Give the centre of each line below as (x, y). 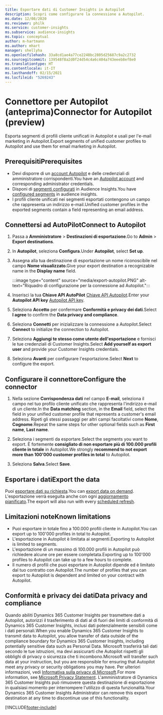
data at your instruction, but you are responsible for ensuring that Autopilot (80, 661)
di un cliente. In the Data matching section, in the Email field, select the (83, 409)
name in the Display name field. (44, 271)
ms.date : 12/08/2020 (26, 19)
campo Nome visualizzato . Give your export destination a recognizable (83, 266)
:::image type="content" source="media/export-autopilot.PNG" (75, 280)
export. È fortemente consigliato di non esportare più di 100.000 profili (84, 444)
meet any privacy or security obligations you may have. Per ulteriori (73, 667)
